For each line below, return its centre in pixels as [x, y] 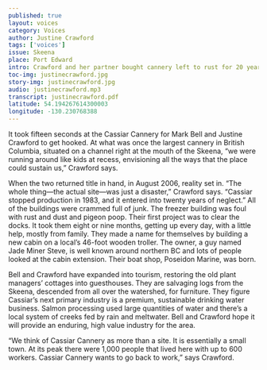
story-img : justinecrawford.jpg [62, 82]
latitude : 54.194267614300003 [58, 104]
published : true [35, 15]
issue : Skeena [32, 52]
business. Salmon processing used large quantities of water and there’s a [128, 308]
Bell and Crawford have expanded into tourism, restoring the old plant [122, 274]
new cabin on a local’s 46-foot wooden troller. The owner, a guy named [125, 242]
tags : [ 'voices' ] [37, 45]
